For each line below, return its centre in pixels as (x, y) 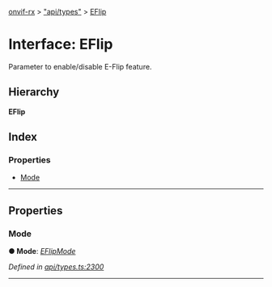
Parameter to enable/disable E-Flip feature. (80, 66)
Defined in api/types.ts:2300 (56, 267)
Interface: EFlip (61, 44)
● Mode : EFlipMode (42, 251)
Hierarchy (34, 92)
